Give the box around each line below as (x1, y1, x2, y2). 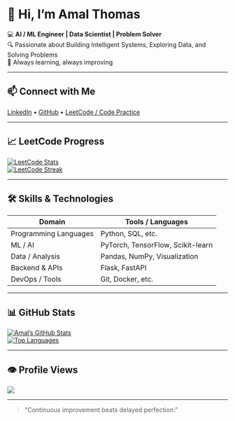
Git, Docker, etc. (100, 275, 154, 284)
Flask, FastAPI (100, 263, 147, 272)
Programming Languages (10, 229, 94, 239)
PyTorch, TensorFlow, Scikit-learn (100, 240, 213, 250)
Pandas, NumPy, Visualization (100, 251, 199, 261)
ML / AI (10, 240, 35, 250)
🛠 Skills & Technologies (7, 193, 114, 205)
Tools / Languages (124, 217, 189, 227)
